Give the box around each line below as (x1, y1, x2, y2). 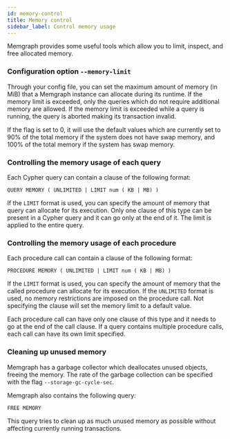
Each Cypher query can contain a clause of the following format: (7, 173, 191, 181)
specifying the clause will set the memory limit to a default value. (7, 302, 192, 310)
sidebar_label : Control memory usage (7, 23, 116, 30)
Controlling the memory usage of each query (7, 157, 161, 167)
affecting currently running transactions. (7, 424, 122, 432)
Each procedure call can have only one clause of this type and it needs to (7, 315, 216, 323)
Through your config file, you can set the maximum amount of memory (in (7, 83, 218, 91)
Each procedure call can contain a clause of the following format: (7, 254, 193, 262)
